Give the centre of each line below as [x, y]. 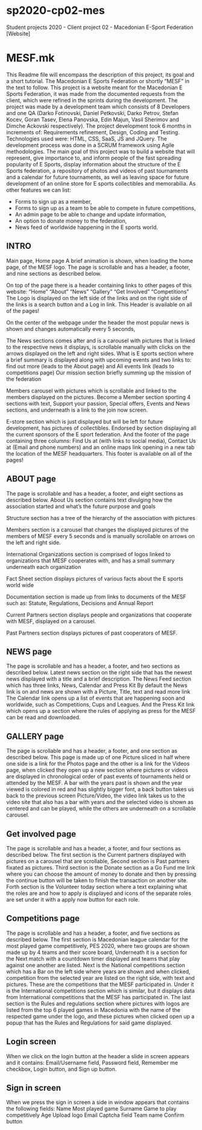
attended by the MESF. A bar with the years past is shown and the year [94, 783]
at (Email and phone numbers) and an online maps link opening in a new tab [100, 447]
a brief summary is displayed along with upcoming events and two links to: [99, 360]
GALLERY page [35, 736]
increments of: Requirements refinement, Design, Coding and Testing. [93, 132]
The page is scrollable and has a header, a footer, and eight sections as [95, 493]
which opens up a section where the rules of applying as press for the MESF [101, 711]
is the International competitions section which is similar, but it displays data [100, 990]
